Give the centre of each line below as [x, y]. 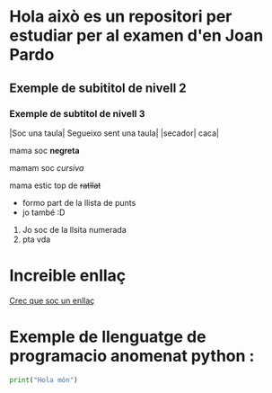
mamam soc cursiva [47, 167]
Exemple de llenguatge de [108, 337]
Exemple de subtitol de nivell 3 [77, 113]
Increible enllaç [68, 276]
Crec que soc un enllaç [52, 300]
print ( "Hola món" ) [44, 380]
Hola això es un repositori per [121, 17]
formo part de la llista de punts [79, 202]
